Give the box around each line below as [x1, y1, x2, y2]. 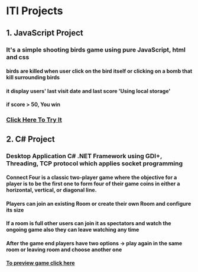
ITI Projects [6, 4, 63, 18]
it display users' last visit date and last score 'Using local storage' [6, 87, 171, 94]
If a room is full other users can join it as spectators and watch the [6, 220, 171, 227]
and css [6, 53, 30, 61]
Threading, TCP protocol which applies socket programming [6, 159, 183, 167]
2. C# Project [6, 134, 55, 144]
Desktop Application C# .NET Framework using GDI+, [6, 152, 163, 160]
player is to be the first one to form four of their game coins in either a [6, 180, 180, 187]
